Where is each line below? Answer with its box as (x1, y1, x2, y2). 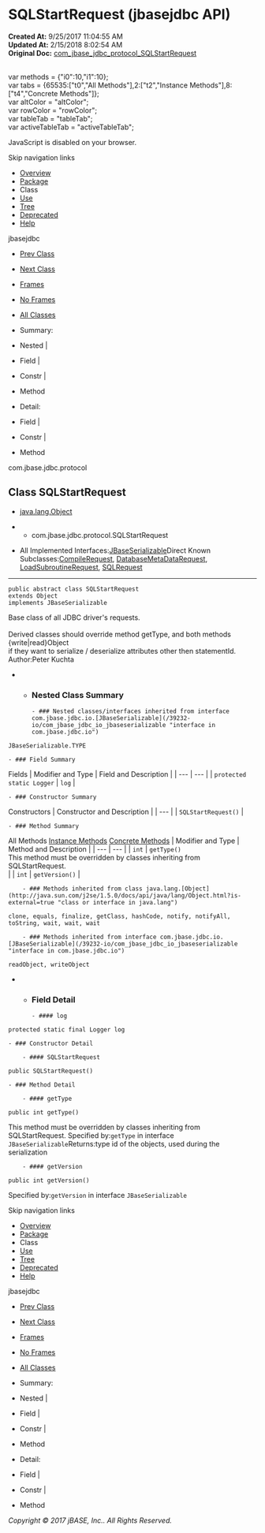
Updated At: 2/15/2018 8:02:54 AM (8, 39, 123, 49)
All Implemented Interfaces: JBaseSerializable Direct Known (19, 546, 211, 555)
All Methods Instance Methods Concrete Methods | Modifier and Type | (8, 836, 240, 845)
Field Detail (31, 994, 76, 1005)
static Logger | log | (8, 778, 76, 788)
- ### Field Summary (8, 755, 77, 764)
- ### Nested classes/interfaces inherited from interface (31, 707, 230, 715)
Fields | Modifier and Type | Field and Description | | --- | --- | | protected (8, 770, 247, 779)
